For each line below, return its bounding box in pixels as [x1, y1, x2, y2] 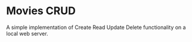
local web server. [6, 30, 49, 37]
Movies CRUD [6, 4, 76, 18]
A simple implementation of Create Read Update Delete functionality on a [6, 24, 186, 31]
